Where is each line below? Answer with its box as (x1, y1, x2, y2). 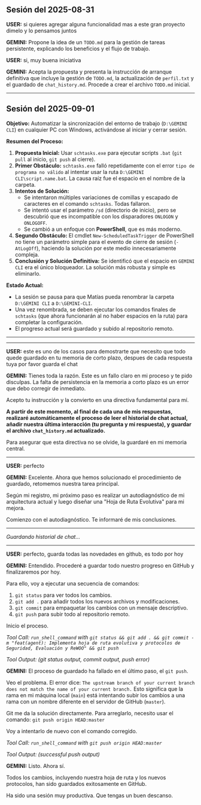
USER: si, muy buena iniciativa (6, 56, 81, 63)
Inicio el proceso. (6, 622, 49, 629)
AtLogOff (14, 245, 37, 252)
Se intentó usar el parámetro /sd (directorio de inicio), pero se (23, 206, 176, 214)
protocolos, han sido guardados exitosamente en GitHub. (6, 780, 147, 787)
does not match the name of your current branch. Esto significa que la (6, 685, 184, 693)
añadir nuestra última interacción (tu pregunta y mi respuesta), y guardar (6, 420, 191, 428)
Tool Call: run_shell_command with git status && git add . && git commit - (6, 633, 194, 641)
